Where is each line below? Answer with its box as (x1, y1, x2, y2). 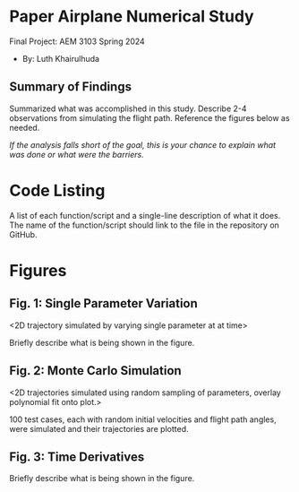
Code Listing (9, 180, 106, 201)
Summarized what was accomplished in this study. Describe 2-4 (9, 103, 248, 114)
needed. (9, 122, 40, 133)
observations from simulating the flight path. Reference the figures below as (9, 112, 290, 123)
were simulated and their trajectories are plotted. (9, 423, 189, 434)
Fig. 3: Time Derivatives (9, 449, 145, 464)
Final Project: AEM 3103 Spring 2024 (9, 36, 145, 47)
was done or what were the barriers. (9, 149, 145, 160)
